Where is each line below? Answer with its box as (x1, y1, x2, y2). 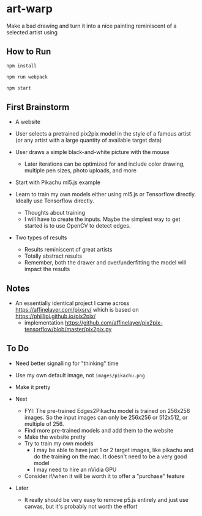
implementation (24, 319, 64, 326)
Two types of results (15, 234, 67, 241)
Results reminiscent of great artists (24, 246, 113, 253)
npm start (6, 85, 32, 91)
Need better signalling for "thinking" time (15, 360, 119, 367)
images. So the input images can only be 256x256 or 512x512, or (24, 414, 188, 421)
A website (15, 118, 41, 126)
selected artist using (6, 28, 58, 36)
